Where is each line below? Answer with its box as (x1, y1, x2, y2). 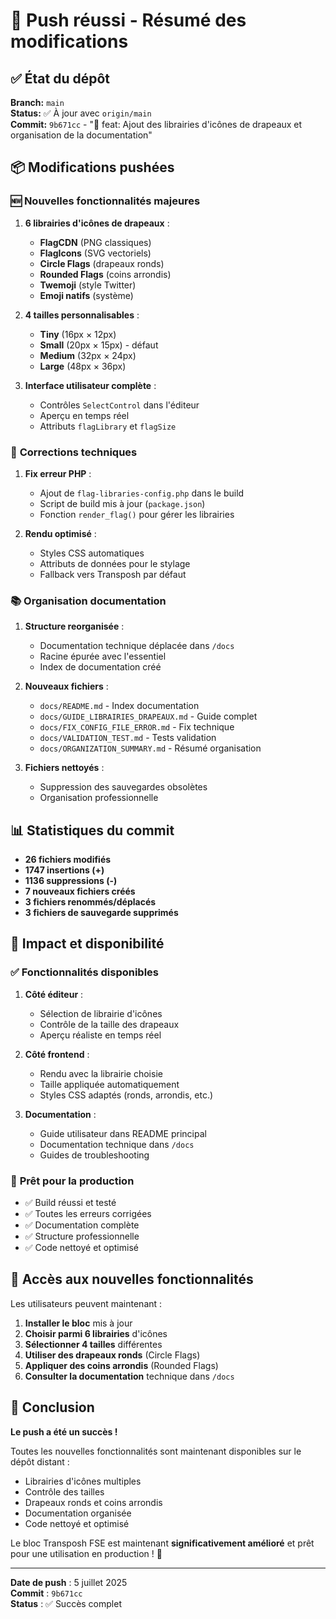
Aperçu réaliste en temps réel (39, 1029, 162, 1041)
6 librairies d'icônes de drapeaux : (24, 217, 170, 229)
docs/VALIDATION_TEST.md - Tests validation (39, 732, 217, 744)
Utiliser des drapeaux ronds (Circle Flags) (24, 1349, 201, 1361)
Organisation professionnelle (39, 792, 159, 804)
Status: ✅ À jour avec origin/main (10, 107, 152, 119)
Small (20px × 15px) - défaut (39, 339, 159, 351)
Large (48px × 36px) (39, 360, 127, 372)
